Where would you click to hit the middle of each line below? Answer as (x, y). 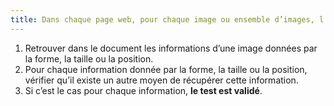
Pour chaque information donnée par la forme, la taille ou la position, (166, 69)
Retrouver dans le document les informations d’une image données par (171, 48)
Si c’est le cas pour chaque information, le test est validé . (143, 90)
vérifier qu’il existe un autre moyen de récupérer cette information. (161, 80)
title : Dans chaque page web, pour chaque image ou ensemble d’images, (162, 19)
